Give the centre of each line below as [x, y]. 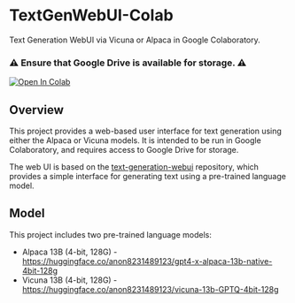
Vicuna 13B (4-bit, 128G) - [70, 280]
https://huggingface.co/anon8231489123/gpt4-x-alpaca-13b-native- [147, 261]
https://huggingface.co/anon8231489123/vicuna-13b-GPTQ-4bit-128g [150, 289]
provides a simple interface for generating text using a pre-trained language [147, 177]
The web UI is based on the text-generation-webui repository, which [134, 167]
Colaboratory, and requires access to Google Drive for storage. [124, 150]
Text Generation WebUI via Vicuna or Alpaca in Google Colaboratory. [135, 40]
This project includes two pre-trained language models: [111, 234]
